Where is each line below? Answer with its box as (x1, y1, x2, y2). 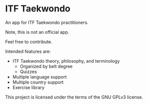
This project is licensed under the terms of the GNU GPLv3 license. (5, 94, 143, 100)
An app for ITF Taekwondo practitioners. (5, 19, 88, 25)
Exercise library (12, 84, 45, 90)
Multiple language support (12, 74, 67, 80)
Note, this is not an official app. (5, 29, 69, 35)
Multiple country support (12, 79, 64, 85)
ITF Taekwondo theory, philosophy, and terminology (12, 58, 120, 64)
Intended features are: (5, 48, 51, 54)
